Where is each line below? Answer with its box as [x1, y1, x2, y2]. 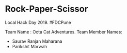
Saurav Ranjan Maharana [12, 38, 63, 44]
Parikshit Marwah [12, 43, 48, 49]
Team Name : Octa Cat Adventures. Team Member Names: [5, 29, 123, 35]
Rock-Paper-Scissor [5, 3, 88, 15]
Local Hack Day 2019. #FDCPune [5, 19, 71, 25]
